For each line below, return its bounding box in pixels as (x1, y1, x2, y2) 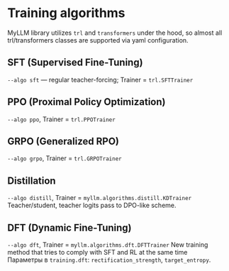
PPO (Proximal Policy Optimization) (7, 96, 166, 108)
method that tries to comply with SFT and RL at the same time (7, 248, 188, 256)
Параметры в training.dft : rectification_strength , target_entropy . (7, 255, 211, 264)
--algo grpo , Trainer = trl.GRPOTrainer (7, 154, 122, 162)
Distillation (7, 175, 56, 187)
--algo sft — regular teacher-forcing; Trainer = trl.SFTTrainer (7, 75, 194, 84)
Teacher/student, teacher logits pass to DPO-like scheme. (7, 201, 177, 210)
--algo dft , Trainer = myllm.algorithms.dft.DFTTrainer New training (7, 240, 208, 249)
